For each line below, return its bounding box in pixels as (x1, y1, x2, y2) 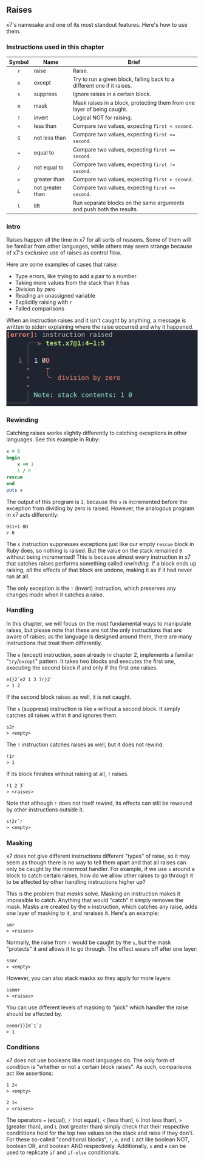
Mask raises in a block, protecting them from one (72, 99, 195, 106)
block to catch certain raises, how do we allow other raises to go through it (6, 872, 193, 879)
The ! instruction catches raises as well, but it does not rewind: (6, 741, 164, 748)
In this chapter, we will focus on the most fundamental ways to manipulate (6, 620, 192, 627)
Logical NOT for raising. (72, 114, 132, 121)
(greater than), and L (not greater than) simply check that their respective (6, 1123, 189, 1130)
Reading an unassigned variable (15, 292, 96, 299)
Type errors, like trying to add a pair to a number (15, 273, 137, 280)
